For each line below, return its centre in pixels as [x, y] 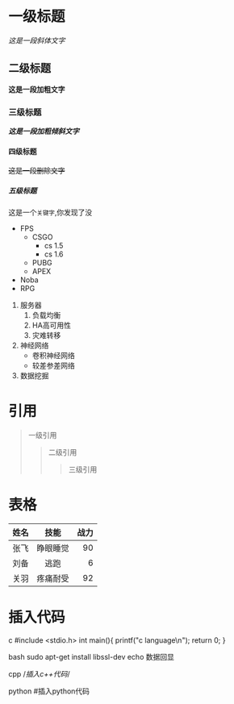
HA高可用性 [51, 325]
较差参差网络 [53, 366]
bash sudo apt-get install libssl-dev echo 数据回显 [92, 657]
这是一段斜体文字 [37, 40]
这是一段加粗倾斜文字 [44, 131]
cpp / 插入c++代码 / [39, 674]
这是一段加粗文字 [37, 89]
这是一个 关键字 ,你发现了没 [50, 212]
